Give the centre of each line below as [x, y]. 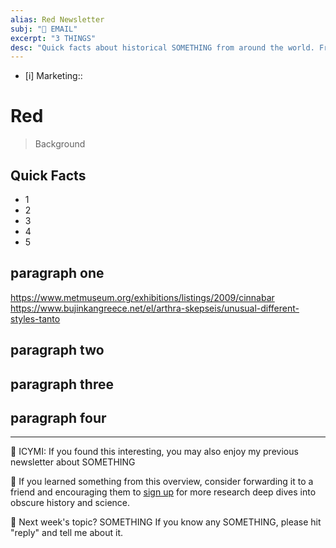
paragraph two [57, 350]
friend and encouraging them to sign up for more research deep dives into [163, 492]
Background [60, 144]
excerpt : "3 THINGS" [53, 38]
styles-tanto [35, 318]
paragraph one [57, 273]
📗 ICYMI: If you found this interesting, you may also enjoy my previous [154, 452]
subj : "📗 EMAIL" [44, 29]
